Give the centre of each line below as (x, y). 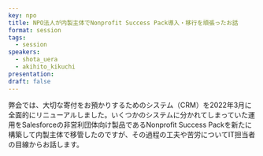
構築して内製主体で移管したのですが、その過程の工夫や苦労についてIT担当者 (132, 134)
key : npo (22, 15)
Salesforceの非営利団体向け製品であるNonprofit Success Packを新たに (137, 124)
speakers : (24, 52)
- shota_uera (37, 60)
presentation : (31, 74)
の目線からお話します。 (46, 144)
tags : (17, 37)
